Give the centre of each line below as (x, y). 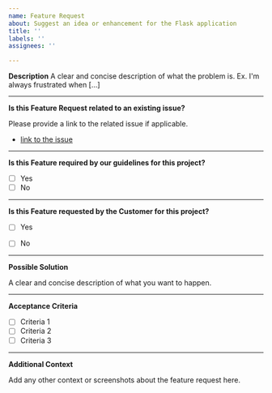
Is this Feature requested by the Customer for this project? (109, 211)
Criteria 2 (36, 331)
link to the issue (46, 139)
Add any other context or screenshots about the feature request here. (125, 380)
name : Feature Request (47, 16)
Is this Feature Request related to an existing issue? (97, 108)
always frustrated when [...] (54, 85)
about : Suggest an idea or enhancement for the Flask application (123, 23)
